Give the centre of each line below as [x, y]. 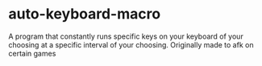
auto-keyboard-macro [85, 14]
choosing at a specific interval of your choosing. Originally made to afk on [131, 44]
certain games [32, 53]
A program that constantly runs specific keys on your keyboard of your [126, 36]
